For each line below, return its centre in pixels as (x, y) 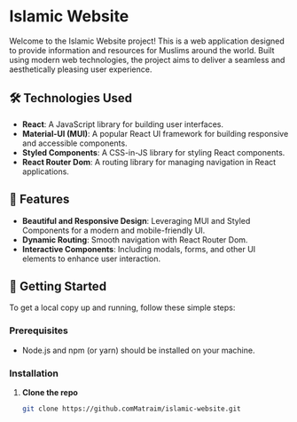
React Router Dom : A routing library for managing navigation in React (149, 162)
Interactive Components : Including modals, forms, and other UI (139, 249)
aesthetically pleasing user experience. (81, 69)
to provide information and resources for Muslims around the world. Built (142, 50)
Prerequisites (39, 330)
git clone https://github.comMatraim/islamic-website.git (131, 409)
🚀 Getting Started (58, 286)
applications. (45, 171)
